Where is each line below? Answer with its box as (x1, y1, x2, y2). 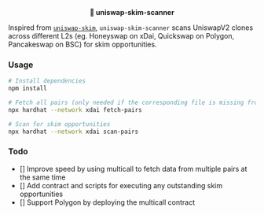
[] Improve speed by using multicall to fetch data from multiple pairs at (19, 164, 247, 173)
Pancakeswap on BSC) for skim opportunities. (8, 39, 157, 49)
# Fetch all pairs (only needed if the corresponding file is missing (8, 98, 244, 107)
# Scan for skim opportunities (8, 120, 111, 128)
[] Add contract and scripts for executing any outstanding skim (19, 180, 223, 190)
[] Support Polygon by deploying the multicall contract (19, 197, 195, 207)
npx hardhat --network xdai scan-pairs (8, 128, 139, 135)
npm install (8, 84, 47, 93)
